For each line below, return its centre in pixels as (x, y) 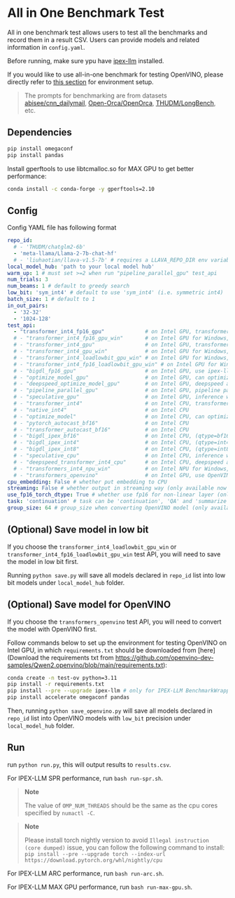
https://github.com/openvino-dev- (164, 657)
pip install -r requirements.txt (56, 684)
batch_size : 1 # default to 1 (51, 300)
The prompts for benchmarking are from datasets (96, 95)
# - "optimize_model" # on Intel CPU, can (109, 416)
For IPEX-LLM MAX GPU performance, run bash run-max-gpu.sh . (100, 887)
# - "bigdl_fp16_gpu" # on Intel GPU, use (109, 371)
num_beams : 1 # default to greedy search (69, 286)
